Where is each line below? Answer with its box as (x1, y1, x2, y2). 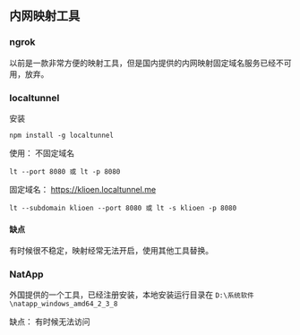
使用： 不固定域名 (9, 147, 74, 159)
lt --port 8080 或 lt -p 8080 (9, 167, 121, 176)
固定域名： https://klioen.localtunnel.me (9, 184, 157, 194)
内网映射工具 (9, 8, 81, 24)
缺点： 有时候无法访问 (9, 316, 90, 327)
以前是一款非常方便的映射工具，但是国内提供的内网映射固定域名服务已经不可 (9, 57, 292, 68)
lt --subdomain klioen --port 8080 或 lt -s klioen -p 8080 (9, 203, 237, 212)
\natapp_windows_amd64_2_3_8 (9, 299, 118, 309)
